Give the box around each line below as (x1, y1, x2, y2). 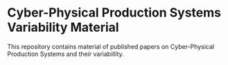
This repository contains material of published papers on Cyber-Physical (7, 42, 215, 50)
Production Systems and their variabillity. (7, 50, 125, 58)
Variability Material (7, 19, 119, 35)
